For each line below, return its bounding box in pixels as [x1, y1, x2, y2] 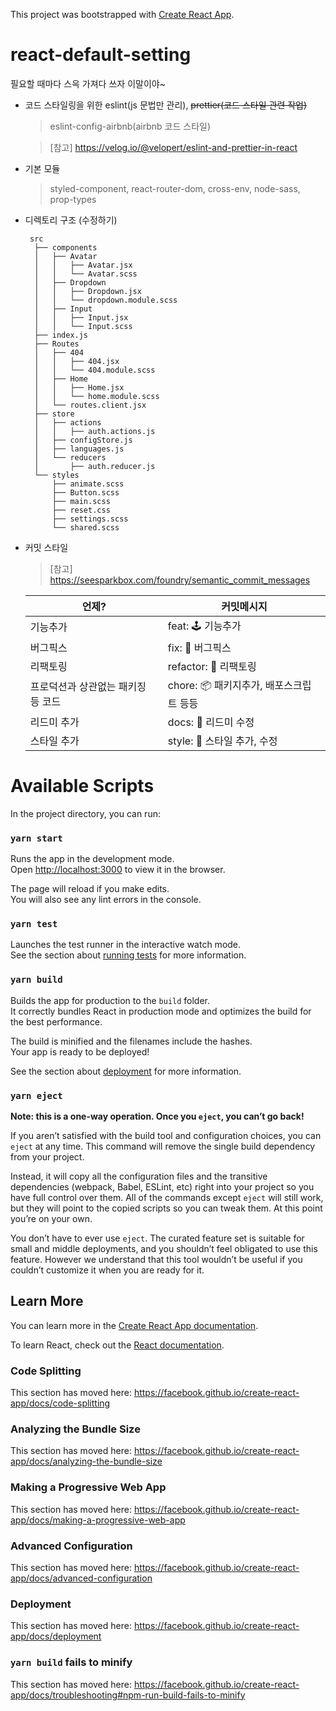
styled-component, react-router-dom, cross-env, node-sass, [49, 182, 301, 194]
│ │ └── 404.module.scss [34, 365, 156, 375]
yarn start [10, 832, 63, 844]
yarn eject [10, 1090, 63, 1101]
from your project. [10, 1151, 85, 1163]
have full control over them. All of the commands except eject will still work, [10, 1192, 324, 1204]
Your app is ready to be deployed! [10, 1045, 150, 1058]
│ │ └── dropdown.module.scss [34, 295, 178, 305]
